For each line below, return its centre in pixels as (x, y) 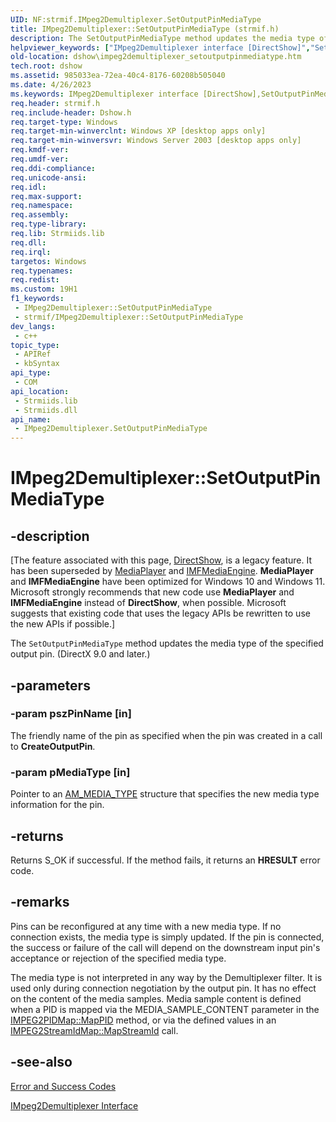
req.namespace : (42, 206)
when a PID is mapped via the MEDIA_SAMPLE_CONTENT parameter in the (165, 1009)
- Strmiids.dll (46, 410)
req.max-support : (46, 196)
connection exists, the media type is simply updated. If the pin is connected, (167, 937)
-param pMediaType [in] (70, 772)
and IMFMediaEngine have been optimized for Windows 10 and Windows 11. (168, 582)
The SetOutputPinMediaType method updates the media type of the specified (167, 643)
